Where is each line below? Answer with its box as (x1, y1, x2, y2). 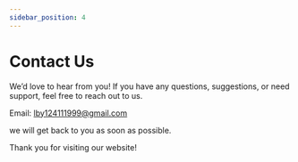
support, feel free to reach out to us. (9, 90, 143, 101)
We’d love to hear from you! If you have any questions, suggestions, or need (9, 81, 290, 92)
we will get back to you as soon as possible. (9, 125, 172, 135)
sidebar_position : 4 (9, 12, 87, 22)
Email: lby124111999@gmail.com (9, 108, 128, 118)
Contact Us (9, 51, 95, 71)
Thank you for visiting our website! (9, 142, 137, 152)
